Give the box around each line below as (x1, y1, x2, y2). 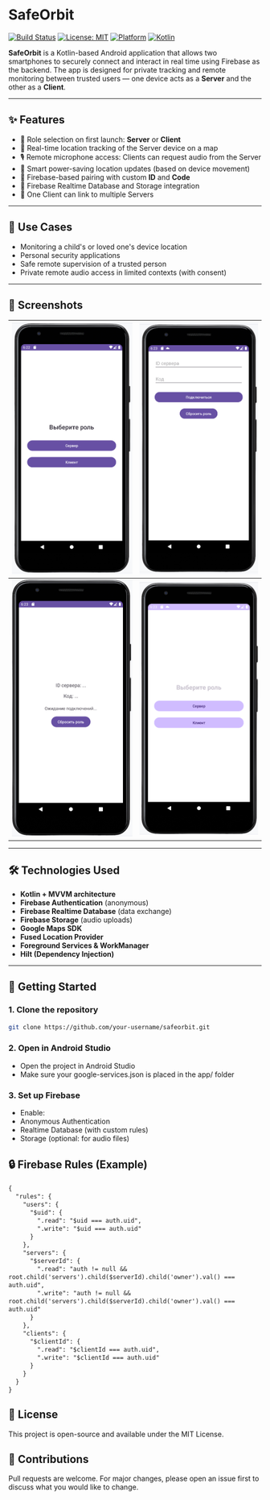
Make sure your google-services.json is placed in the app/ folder (19, 1070, 235, 1079)
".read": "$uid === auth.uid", (37, 1216, 142, 1224)
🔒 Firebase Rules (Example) (8, 1158, 148, 1172)
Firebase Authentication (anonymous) (19, 897, 149, 908)
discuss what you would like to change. (8, 1482, 139, 1492)
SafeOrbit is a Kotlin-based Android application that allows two (8, 48, 218, 57)
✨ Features (8, 113, 65, 127)
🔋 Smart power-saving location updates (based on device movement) (19, 164, 251, 173)
